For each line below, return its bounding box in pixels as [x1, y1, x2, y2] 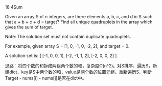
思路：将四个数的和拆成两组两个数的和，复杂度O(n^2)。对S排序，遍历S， [5, 63, 153, 68]
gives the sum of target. [5, 24, 53, 30]
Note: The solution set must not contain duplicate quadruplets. [5, 34, 131, 39]
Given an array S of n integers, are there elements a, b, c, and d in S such [5, 14, 153, 19]
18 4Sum [5, 4, 23, 10]
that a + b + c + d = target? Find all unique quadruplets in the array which [5, 19, 153, 25]
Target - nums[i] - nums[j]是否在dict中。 [5, 75, 87, 81]
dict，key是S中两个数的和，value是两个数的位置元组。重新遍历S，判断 [9, 69, 152, 75]
